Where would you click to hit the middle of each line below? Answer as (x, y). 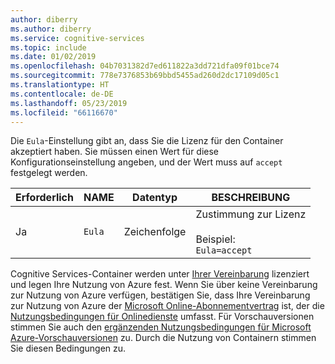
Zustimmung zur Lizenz (251, 214)
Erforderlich (44, 198)
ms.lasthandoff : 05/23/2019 (69, 103)
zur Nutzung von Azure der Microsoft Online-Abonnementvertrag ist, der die (167, 306)
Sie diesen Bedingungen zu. (68, 348)
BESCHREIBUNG (251, 198)
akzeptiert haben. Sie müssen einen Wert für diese (115, 152)
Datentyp (155, 198)
